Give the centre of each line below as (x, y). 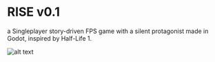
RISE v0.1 (33, 12)
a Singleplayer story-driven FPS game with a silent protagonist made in (108, 31)
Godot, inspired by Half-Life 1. (49, 38)
